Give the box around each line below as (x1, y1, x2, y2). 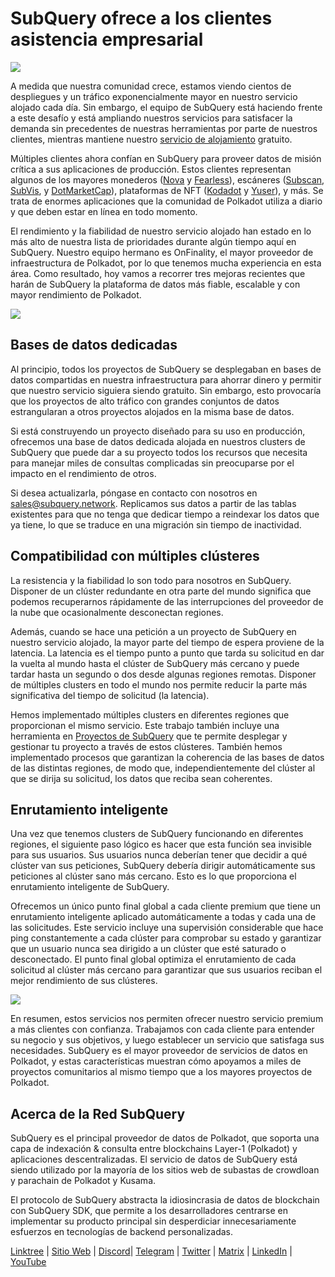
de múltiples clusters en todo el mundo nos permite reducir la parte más (10, 678, 308, 691)
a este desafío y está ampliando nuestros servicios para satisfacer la (10, 112, 293, 124)
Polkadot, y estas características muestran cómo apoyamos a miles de (10, 1055, 302, 1067)
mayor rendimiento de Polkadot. (10, 288, 142, 301)
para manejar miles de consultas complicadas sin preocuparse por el (10, 457, 295, 469)
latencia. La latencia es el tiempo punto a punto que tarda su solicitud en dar (10, 647, 325, 659)
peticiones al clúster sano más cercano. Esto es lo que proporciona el (10, 870, 297, 882)
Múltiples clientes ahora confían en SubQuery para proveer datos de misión (10, 152, 322, 164)
